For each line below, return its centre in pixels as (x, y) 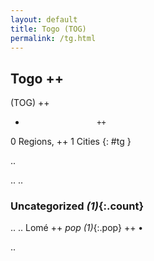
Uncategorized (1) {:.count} (77, 206)
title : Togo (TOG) (48, 29)
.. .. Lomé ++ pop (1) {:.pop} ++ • (77, 228)
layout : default (44, 19)
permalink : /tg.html (53, 38)
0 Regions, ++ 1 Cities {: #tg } (71, 142)
